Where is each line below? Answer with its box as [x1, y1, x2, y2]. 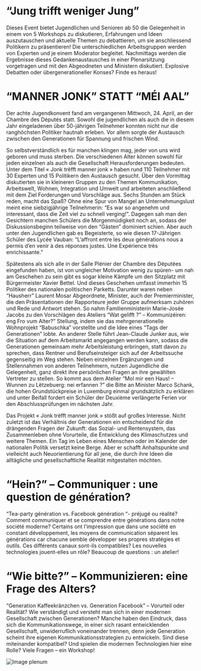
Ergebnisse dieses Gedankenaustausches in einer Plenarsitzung [6, 56, 165, 63]
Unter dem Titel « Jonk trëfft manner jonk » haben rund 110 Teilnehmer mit [6, 166, 190, 173]
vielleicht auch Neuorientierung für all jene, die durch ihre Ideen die [6, 450, 173, 457]
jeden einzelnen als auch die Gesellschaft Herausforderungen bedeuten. [6, 159, 185, 166]
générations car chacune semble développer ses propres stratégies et [6, 535, 180, 543]
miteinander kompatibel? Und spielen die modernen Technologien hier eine [6, 640, 192, 647]
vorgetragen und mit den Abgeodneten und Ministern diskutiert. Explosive [6, 62, 189, 70]
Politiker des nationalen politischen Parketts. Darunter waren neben [6, 285, 173, 293]
